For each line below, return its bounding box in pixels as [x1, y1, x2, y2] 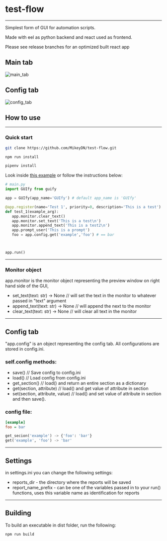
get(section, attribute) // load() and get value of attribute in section [12, 385, 149, 391]
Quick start [5, 134, 33, 141]
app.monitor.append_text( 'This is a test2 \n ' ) [11, 223, 110, 228]
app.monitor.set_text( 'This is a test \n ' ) [11, 218, 101, 223]
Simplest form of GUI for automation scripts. [5, 24, 96, 30]
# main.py [5, 182, 26, 187]
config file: [5, 409, 32, 416]
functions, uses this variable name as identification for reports [12, 490, 140, 496]
